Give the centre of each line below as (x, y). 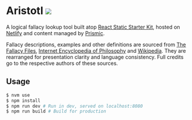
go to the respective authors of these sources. (62, 63)
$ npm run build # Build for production (56, 112)
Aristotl (25, 11)
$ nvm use (18, 95)
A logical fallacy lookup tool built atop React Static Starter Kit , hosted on (93, 27)
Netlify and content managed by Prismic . (55, 33)
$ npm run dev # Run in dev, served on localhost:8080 (75, 106)
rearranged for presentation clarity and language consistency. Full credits (95, 57)
